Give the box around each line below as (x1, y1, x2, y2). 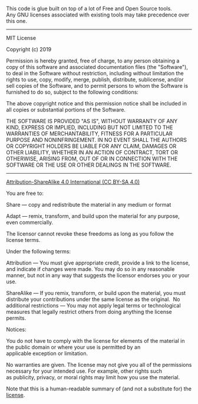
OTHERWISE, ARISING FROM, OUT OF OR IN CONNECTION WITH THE (6, 155, 178, 162)
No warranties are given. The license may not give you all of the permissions (6, 362, 192, 368)
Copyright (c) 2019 (6, 46, 52, 52)
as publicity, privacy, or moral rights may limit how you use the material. (6, 374, 180, 380)
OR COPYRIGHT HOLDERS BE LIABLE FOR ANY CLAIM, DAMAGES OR (6, 143, 177, 150)
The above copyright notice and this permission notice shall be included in (6, 100, 187, 107)
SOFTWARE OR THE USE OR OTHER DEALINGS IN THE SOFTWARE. (6, 161, 171, 168)
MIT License (6, 35, 37, 41)
